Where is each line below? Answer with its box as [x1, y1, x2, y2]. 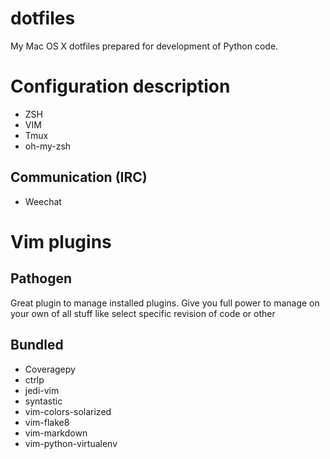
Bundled [10, 337, 64, 354]
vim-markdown [24, 427, 88, 439]
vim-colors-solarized [24, 405, 112, 417]
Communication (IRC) [10, 169, 148, 186]
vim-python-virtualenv [24, 437, 118, 449]
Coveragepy [24, 363, 76, 375]
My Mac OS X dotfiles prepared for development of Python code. [10, 40, 279, 52]
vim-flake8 [24, 416, 70, 428]
